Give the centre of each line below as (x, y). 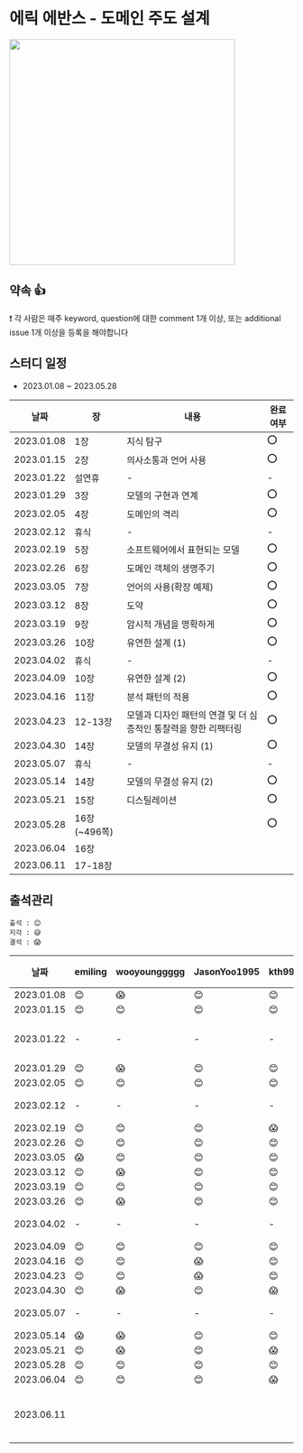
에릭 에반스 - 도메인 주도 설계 (110, 19)
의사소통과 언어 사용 (167, 460)
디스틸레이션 (152, 801)
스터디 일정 (38, 363)
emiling (91, 972)
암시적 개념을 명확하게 (170, 625)
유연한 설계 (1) (156, 643)
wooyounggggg (151, 972)
